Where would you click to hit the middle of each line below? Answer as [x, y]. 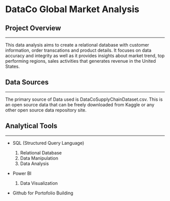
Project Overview [33, 28]
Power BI [22, 173]
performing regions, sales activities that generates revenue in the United [80, 61]
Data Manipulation [39, 158]
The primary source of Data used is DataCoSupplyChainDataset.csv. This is [84, 99]
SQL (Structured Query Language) [48, 143]
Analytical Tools [31, 126]
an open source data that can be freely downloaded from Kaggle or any [80, 104]
